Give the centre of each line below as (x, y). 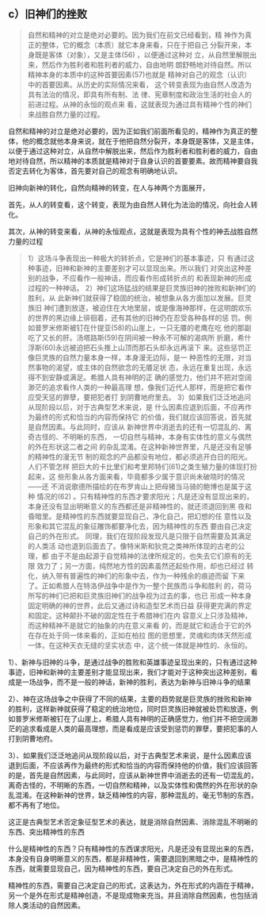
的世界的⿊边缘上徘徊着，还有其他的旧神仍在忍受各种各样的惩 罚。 (136, 318)
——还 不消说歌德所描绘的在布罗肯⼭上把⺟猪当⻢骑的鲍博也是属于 (136, 486)
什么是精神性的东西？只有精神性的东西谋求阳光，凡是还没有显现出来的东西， (133, 849)
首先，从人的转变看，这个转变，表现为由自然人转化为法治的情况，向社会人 (129, 204)
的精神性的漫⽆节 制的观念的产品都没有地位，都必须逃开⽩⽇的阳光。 (139, 457)
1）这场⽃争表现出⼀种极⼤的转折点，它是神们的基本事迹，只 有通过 (137, 258)
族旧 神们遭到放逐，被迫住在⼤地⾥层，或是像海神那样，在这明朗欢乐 (139, 307)
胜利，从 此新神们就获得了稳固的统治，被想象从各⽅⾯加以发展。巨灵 (139, 298)
